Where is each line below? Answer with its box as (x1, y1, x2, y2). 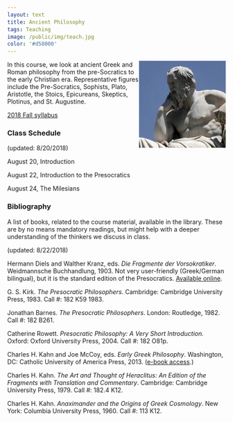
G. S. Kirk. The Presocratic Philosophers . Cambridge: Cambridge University (7, 287, 223, 295)
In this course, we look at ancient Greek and (7, 60, 133, 69)
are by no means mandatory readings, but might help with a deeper (7, 225, 200, 233)
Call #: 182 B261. (7, 316, 55, 324)
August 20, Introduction (7, 157, 75, 166)
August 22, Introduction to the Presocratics (7, 171, 130, 179)
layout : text (7, 11, 45, 18)
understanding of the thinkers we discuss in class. (7, 232, 150, 241)
